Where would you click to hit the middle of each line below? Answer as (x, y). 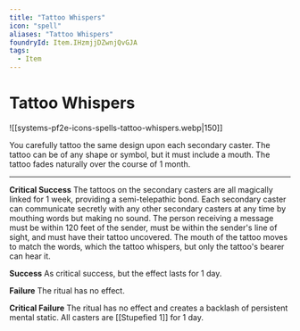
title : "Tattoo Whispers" (57, 17)
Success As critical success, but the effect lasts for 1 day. (116, 273)
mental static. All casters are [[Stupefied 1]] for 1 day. (106, 317)
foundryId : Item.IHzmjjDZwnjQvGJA (74, 42)
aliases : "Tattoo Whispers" (62, 34)
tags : (19, 51)
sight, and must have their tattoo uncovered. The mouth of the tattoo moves (149, 236)
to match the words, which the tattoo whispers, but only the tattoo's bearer (147, 246)
